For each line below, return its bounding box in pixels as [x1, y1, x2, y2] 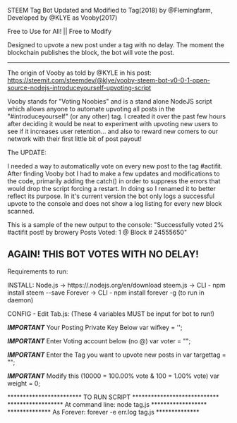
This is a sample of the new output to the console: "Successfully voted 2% [7, 221, 224, 228]
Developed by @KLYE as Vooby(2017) [7, 13, 118, 22]
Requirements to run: [7, 267, 68, 276]
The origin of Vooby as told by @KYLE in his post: [7, 68, 152, 77]
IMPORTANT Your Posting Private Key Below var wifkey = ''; [7, 323, 183, 331]
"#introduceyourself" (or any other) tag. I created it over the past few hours [7, 112, 226, 121]
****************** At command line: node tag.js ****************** [7, 400, 207, 408]
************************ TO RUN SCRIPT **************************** [7, 393, 219, 401]
